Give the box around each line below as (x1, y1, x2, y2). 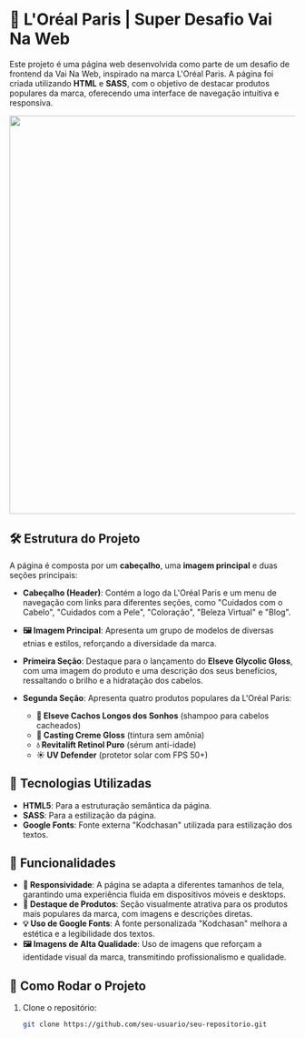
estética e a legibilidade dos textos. (22, 929, 155, 940)
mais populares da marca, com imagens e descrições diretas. (22, 909, 253, 920)
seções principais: (9, 569, 78, 580)
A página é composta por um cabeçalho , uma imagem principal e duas (9, 560, 279, 571)
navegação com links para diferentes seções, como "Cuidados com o (22, 596, 283, 607)
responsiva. (9, 97, 54, 108)
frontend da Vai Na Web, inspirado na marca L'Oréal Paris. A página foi (9, 68, 274, 79)
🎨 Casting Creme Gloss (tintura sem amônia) (35, 729, 205, 740)
